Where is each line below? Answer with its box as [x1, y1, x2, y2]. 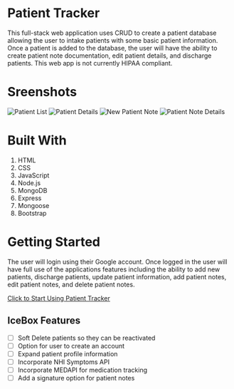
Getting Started [7, 234, 101, 250]
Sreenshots [7, 84, 77, 100]
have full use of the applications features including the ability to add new [7, 265, 220, 274]
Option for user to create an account [17, 341, 125, 350]
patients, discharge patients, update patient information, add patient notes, [7, 272, 227, 281]
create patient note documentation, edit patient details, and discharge [7, 51, 212, 60]
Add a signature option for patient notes [17, 373, 135, 382]
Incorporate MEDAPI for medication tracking [17, 365, 148, 374]
